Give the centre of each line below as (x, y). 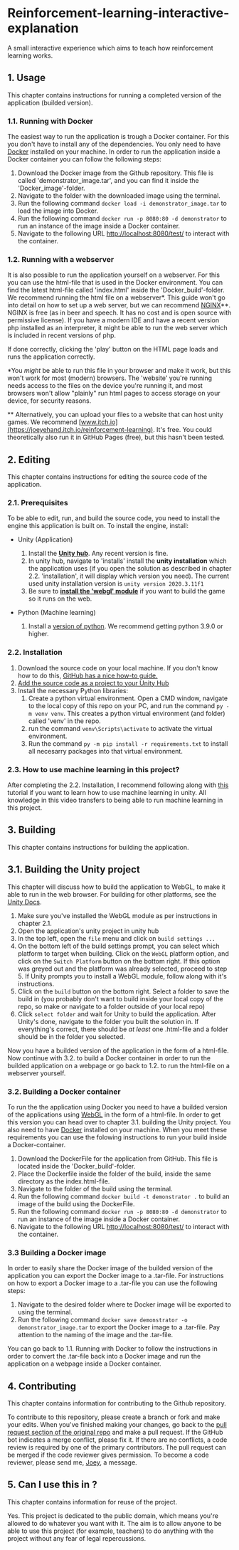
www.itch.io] (99, 422)
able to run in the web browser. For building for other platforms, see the (112, 894)
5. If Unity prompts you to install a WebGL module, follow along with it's (122, 976)
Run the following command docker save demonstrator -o (102, 1320)
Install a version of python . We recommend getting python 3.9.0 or (126, 626)
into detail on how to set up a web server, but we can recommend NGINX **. (119, 305)
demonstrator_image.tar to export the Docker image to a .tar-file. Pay (119, 1327)
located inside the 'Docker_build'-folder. (76, 1166)
